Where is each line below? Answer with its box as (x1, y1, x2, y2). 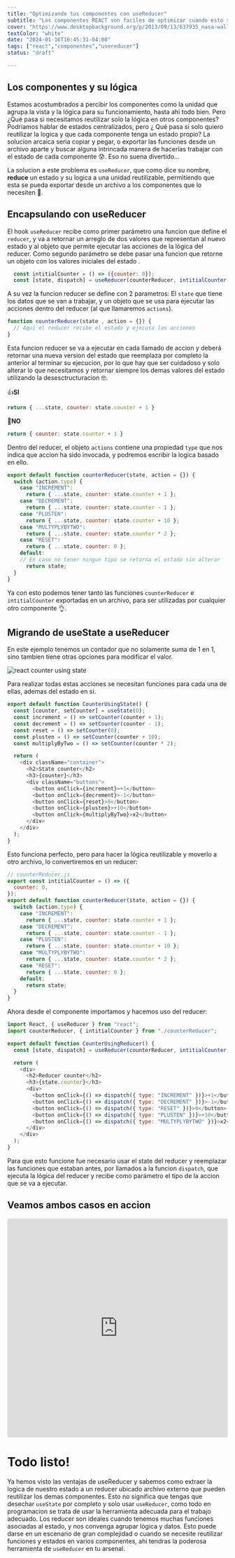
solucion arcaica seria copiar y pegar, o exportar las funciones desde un (7, 137, 215, 146)
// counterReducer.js (7, 870, 71, 878)
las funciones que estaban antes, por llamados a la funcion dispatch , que (7, 1164, 218, 1173)
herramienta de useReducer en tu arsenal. (7, 1544, 126, 1552)
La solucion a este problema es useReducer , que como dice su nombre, (7, 165, 211, 174)
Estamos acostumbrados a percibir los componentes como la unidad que (7, 100, 218, 109)
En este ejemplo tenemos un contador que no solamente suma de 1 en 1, (7, 645, 215, 654)
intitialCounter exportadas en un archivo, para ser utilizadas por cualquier (7, 596, 226, 604)
